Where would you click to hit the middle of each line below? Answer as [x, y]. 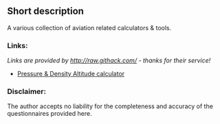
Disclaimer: [27, 92]
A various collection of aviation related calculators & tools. [89, 27]
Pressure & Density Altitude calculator [71, 74]
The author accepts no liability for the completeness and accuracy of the [110, 106]
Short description [46, 11]
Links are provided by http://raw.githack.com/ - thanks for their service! [109, 60]
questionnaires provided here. [49, 114]
